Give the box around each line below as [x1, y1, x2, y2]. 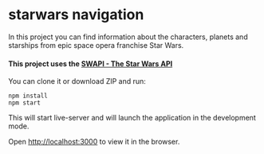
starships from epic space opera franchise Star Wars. [8, 40, 184, 49]
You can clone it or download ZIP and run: [8, 77, 146, 86]
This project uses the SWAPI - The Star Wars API [8, 58, 173, 69]
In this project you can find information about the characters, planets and [8, 32, 249, 41]
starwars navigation [8, 6, 144, 24]
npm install [8, 92, 48, 101]
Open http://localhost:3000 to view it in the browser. [8, 137, 180, 147]
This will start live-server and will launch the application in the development [8, 113, 257, 123]
